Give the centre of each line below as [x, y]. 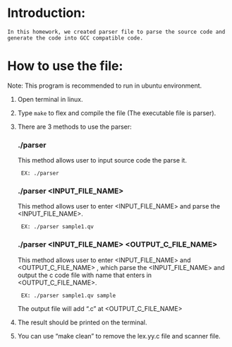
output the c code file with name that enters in [85, 275]
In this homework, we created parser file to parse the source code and [116, 32]
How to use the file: [65, 66]
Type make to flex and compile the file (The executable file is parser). [117, 113]
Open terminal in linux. [50, 99]
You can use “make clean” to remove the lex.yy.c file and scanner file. [119, 336]
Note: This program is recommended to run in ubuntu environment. [105, 86]
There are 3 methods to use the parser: [74, 127]
